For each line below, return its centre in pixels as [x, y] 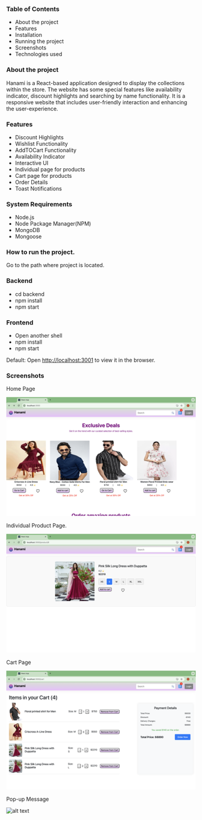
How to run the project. [41, 252]
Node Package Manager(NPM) [53, 224]
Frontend [20, 323]
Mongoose [28, 236]
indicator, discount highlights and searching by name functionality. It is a [96, 96]
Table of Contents [33, 9]
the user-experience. [32, 109]
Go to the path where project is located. [55, 265]
